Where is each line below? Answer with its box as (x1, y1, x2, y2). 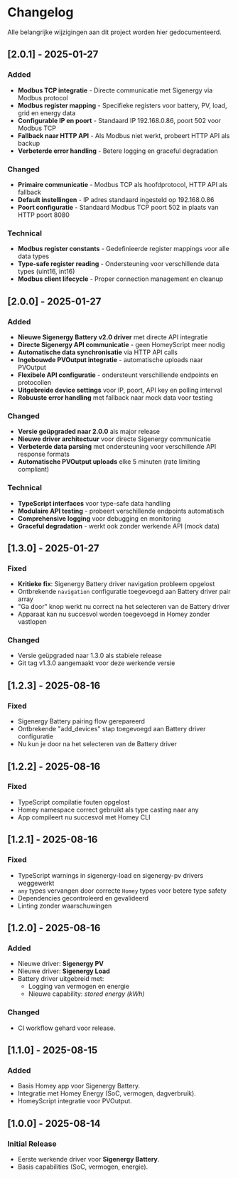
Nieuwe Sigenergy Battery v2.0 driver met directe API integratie (17, 332, 208, 341)
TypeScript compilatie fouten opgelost (17, 797, 130, 806)
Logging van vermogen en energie (28, 982, 130, 991)
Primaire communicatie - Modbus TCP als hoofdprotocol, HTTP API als (17, 180, 228, 189)
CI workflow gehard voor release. (17, 1024, 116, 1032)
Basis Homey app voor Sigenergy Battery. (17, 1082, 141, 1091)
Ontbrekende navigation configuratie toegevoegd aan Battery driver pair (17, 588, 231, 596)
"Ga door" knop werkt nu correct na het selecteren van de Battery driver (17, 603, 230, 611)
